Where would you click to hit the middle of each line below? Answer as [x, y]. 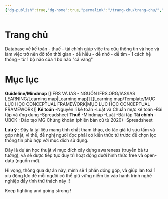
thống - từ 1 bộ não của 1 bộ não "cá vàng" [49, 59]
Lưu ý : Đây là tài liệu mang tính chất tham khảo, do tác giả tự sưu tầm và [80, 130]
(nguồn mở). [28, 160]
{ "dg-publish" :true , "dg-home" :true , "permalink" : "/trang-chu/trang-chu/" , [84, 10]
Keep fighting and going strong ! [38, 190]
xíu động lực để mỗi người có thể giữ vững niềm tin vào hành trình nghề [79, 175]
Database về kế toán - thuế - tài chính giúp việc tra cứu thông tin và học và [82, 49]
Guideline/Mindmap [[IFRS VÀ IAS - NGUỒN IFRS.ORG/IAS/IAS [70, 93]
